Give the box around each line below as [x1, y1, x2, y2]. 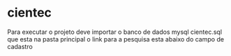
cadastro [7, 42, 33, 50]
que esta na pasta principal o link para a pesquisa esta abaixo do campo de [7, 35, 225, 43]
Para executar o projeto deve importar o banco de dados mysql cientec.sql [7, 28, 222, 36]
